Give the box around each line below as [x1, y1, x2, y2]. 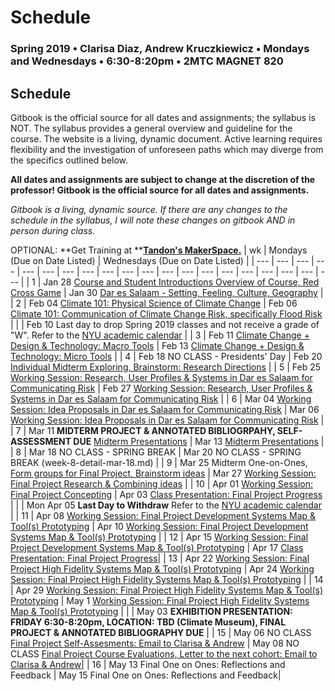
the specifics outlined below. [10, 154, 129, 166]
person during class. [10, 224, 96, 236]
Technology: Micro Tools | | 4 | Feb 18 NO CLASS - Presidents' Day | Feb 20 [10, 350, 323, 362]
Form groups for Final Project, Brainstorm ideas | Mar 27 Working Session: [10, 467, 317, 479]
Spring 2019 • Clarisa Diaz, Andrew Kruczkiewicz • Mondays [10, 42, 310, 56]
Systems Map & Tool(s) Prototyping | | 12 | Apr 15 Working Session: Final [10, 531, 309, 543]
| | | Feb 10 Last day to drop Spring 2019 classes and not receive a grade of [10, 318, 320, 330]
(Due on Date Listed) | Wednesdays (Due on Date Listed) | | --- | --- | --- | [10, 254, 315, 266]
